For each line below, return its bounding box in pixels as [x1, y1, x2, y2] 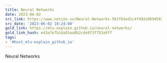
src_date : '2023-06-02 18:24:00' [5, 21, 75, 26]
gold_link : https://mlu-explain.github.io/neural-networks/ [5, 26, 133, 31]
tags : [5, 35, 16, 40]
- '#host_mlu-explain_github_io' [5, 40, 75, 45]
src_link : [5, 16, 26, 21]
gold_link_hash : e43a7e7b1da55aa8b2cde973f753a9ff [5, 30, 112, 35]
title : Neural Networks [5, 7, 55, 12]
